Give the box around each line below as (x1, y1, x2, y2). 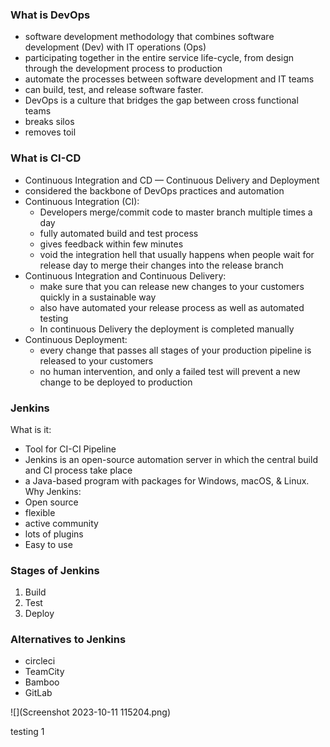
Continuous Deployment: (24, 333, 128, 345)
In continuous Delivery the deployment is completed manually (39, 323, 295, 335)
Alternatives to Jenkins (10, 633, 127, 647)
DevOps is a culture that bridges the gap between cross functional (24, 94, 299, 107)
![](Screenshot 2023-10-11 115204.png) (10, 706, 172, 718)
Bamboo (24, 676, 60, 688)
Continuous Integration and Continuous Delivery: (24, 269, 227, 282)
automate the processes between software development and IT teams (24, 73, 315, 85)
